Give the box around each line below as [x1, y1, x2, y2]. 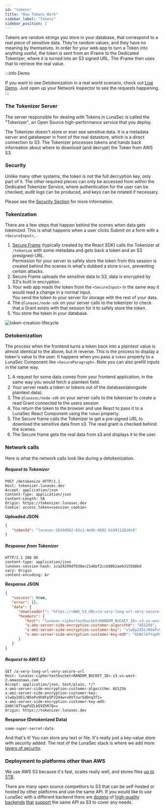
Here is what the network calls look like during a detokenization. [5, 455, 135, 461]
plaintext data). [12, 389, 43, 395]
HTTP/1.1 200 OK [5, 555, 38, 560]
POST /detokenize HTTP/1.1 [5, 479, 60, 484]
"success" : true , [11, 595, 48, 600]
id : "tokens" [5, 7, 32, 12]
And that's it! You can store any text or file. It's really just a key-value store [5, 734, 156, 740]
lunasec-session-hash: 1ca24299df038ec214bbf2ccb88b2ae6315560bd [5, 564, 141, 569]
